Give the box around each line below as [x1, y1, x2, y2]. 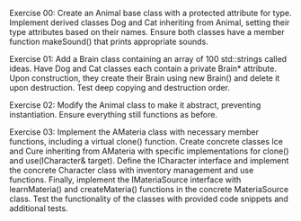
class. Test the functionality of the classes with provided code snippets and [9, 193, 289, 204]
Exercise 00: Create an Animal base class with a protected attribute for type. [9, 8, 292, 18]
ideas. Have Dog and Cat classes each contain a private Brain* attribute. [9, 63, 277, 74]
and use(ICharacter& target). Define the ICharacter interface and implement [9, 155, 289, 165]
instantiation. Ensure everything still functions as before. [9, 110, 218, 119]
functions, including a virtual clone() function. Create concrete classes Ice [9, 137, 283, 146]
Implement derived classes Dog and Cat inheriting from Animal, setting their [9, 17, 290, 28]
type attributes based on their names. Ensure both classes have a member [9, 27, 285, 37]
